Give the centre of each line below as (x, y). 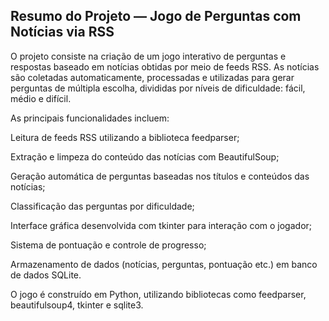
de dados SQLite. (46, 275)
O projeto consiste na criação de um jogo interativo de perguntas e (148, 56)
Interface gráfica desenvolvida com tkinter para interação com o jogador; (161, 225)
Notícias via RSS (62, 32)
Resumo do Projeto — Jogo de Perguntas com (156, 16)
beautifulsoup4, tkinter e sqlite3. (77, 305)
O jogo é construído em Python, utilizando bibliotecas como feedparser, (158, 294)
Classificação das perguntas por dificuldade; (102, 206)
